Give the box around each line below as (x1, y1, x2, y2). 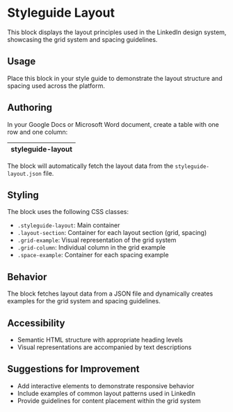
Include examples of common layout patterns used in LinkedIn (17, 389, 196, 397)
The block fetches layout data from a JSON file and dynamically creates (7, 289, 214, 298)
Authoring (7, 102, 53, 114)
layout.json (7, 170, 42, 177)
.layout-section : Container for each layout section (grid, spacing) (17, 229, 207, 237)
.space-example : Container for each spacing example (17, 251, 169, 259)
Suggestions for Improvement (7, 363, 140, 375)
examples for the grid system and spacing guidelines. (7, 297, 161, 305)
